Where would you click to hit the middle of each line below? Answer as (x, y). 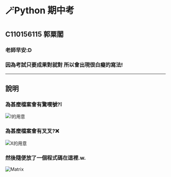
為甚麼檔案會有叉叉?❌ (32, 131)
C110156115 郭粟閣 (34, 34)
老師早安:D (19, 50)
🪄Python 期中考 (40, 10)
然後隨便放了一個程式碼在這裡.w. (46, 158)
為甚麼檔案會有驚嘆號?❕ (34, 104)
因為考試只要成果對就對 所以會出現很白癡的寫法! (64, 65)
